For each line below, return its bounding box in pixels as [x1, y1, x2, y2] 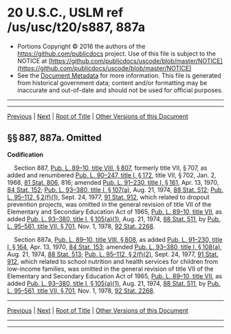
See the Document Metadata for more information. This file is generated [16, 71, 221, 80]
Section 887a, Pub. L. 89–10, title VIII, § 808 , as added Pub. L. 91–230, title [13, 235, 223, 243]
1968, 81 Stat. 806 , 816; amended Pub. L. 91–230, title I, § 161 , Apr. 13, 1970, [7, 178, 219, 186]
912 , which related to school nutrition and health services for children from [7, 257, 219, 265]
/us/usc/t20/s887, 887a [7, 19, 146, 35]
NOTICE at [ [16, 56, 52, 65]
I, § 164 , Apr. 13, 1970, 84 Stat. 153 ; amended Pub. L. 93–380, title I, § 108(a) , [7, 243, 222, 251]
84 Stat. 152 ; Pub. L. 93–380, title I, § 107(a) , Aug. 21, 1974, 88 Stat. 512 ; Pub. [7, 186, 223, 194]
